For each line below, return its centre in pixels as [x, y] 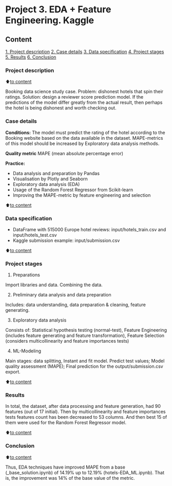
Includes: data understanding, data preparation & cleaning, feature [76, 305]
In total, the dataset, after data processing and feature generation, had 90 [83, 406]
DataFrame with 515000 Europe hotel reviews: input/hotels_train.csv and [89, 229]
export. [13, 372]
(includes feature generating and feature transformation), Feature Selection [85, 335]
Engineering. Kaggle [50, 20]
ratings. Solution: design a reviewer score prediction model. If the [74, 97]
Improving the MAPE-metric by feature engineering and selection [82, 195]
